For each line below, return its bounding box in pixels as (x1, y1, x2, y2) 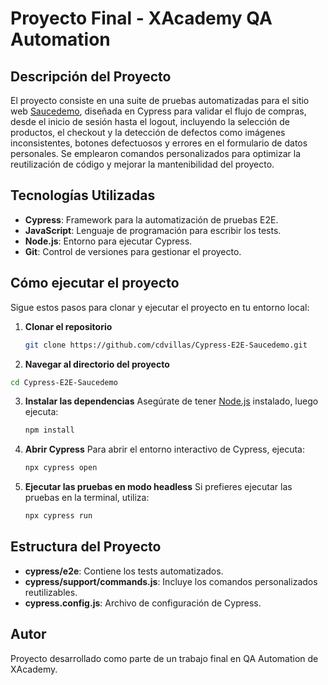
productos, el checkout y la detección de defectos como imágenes (10, 127, 286, 138)
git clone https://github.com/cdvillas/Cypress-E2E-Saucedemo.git (24, 340, 308, 350)
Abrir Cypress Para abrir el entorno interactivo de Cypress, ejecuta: (24, 443, 305, 456)
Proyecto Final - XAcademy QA (10, 7, 273, 30)
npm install (24, 425, 75, 436)
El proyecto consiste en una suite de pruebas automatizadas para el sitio (10, 95, 310, 106)
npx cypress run (24, 511, 93, 521)
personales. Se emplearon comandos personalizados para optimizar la (10, 148, 302, 159)
